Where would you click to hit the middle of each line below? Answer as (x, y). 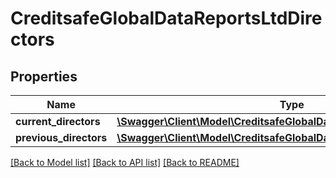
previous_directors (61, 137)
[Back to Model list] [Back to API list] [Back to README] (125, 162)
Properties (44, 76)
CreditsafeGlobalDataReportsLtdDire (166, 18)
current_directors (58, 121)
